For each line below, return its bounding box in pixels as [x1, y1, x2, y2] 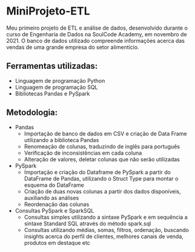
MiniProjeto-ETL [6, 4, 90, 18]
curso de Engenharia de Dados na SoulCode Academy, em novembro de [6, 30, 187, 37]
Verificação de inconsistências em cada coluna [24, 149, 142, 157]
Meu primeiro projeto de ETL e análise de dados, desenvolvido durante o [6, 24, 188, 31]
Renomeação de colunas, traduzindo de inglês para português [24, 143, 180, 150]
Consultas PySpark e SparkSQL [15, 207, 94, 214]
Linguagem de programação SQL [15, 83, 98, 91]
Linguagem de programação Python [15, 77, 105, 84]
